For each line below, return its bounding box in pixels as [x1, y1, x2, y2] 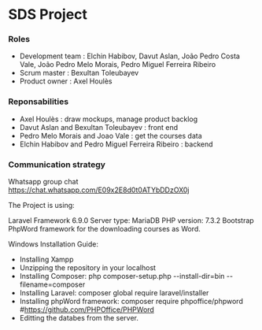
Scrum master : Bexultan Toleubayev [19, 69, 139, 78]
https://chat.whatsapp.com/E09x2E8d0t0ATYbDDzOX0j [8, 185, 190, 195]
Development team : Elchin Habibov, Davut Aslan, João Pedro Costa [19, 51, 240, 61]
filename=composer [19, 280, 86, 289]
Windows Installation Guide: [8, 239, 98, 249]
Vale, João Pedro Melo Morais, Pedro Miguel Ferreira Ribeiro [19, 60, 216, 69]
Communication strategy [8, 159, 106, 170]
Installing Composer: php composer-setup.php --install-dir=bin [19, 272, 225, 281]
